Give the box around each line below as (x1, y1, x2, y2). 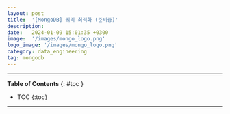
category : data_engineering (7, 48, 88, 55)
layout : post (7, 10, 44, 17)
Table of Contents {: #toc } (7, 79, 84, 87)
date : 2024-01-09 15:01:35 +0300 (7, 29, 109, 36)
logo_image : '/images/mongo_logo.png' (7, 42, 118, 48)
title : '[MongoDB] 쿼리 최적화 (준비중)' (7, 16, 118, 23)
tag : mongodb (7, 55, 44, 61)
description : (7, 23, 44, 29)
